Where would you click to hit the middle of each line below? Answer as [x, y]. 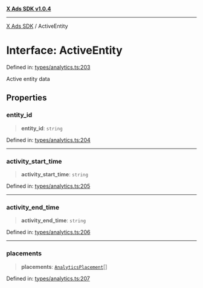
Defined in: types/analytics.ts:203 [48, 67]
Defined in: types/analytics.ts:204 [48, 140]
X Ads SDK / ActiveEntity [37, 26]
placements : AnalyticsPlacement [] [64, 267]
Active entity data [28, 78]
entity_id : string [42, 128]
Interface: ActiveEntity [64, 50]
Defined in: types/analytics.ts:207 [48, 278]
